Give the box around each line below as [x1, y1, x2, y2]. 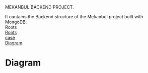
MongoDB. [5, 19, 27, 25]
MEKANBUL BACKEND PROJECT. [5, 4, 74, 10]
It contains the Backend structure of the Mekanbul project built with [5, 14, 143, 19]
